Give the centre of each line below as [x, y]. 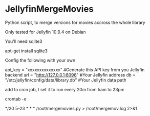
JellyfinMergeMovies [49, 9]
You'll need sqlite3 [24, 41]
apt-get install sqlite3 [26, 51]
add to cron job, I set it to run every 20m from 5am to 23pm [65, 89]
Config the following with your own [40, 60]
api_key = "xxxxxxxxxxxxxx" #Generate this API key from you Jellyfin [75, 70]
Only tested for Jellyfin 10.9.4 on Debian [45, 32]
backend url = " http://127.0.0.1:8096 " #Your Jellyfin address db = [70, 75]
